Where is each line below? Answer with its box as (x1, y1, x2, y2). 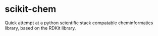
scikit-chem (5, 3, 57, 15)
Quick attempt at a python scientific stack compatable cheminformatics (5, 20, 153, 26)
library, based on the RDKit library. (5, 25, 76, 31)
